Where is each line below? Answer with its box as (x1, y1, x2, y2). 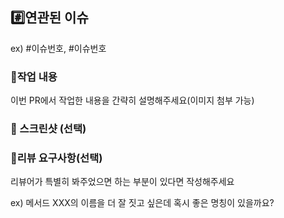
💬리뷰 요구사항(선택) (10, 151, 103, 165)
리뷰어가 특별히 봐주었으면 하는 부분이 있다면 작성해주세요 (10, 176, 235, 188)
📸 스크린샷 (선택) (10, 122, 87, 136)
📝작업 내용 (10, 69, 58, 83)
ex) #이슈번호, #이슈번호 (10, 42, 107, 54)
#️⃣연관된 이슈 (10, 9, 89, 27)
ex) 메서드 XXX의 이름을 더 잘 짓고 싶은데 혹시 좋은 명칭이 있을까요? (10, 197, 275, 209)
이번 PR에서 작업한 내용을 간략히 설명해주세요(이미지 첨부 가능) (10, 94, 255, 107)
